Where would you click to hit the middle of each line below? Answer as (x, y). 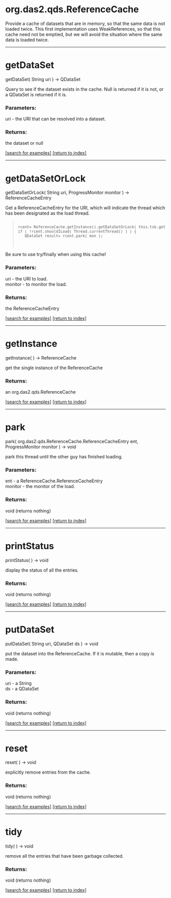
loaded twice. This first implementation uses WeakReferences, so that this (83, 29)
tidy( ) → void (19, 846)
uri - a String (19, 683)
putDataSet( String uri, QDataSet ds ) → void (52, 644)
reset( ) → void (21, 762)
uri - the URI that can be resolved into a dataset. (55, 119)
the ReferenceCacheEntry (32, 309)
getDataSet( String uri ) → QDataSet (43, 79)
